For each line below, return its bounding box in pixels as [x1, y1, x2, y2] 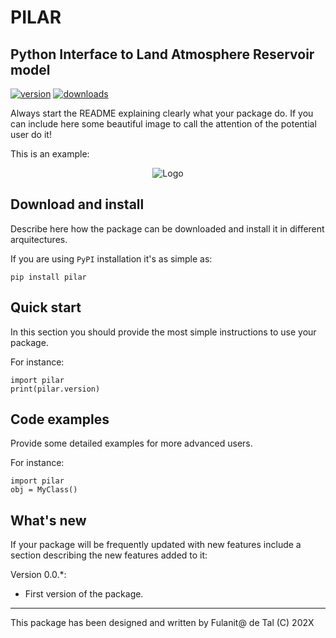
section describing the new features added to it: [10, 549, 208, 561]
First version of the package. [24, 588, 144, 600]
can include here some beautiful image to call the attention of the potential [10, 118, 317, 130]
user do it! [10, 129, 52, 140]
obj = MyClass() [10, 485, 78, 495]
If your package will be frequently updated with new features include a [10, 539, 302, 551]
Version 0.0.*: [10, 569, 67, 581]
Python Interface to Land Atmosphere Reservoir [10, 46, 315, 63]
